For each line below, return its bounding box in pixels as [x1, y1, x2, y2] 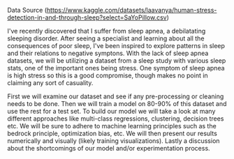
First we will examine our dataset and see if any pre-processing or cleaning [7, 92, 224, 100]
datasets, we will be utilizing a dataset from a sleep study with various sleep [7, 56, 226, 65]
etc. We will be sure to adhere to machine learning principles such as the [7, 122, 217, 130]
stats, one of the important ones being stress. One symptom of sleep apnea [7, 64, 225, 72]
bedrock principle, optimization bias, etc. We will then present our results [7, 129, 218, 137]
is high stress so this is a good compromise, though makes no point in [7, 71, 208, 79]
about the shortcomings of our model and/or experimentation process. [7, 144, 211, 152]
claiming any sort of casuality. [7, 79, 94, 86]
